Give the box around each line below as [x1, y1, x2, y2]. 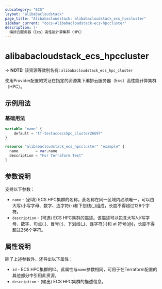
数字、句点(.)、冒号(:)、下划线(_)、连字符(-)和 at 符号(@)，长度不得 [20, 221, 155, 226]
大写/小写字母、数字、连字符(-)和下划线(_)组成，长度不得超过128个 [12, 203, 146, 208]
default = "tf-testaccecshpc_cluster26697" [14, 131, 103, 136]
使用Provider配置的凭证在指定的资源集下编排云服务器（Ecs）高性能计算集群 [5, 77, 157, 83]
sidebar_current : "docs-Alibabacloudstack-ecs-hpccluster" [5, 20, 127, 26]
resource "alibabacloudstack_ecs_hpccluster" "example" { [5, 144, 125, 149]
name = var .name [9, 149, 57, 153]
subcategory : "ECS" [5, 7, 45, 12]
